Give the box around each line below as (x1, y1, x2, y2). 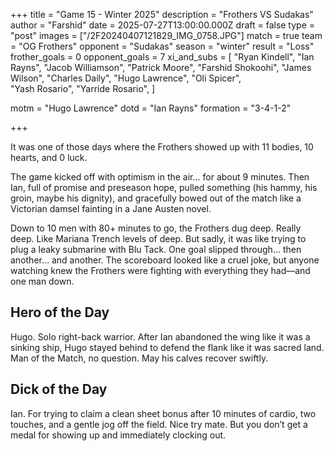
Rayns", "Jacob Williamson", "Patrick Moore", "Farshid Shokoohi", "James (10, 62, 312, 73)
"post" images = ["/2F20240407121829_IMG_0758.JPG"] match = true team (10, 30, 323, 41)
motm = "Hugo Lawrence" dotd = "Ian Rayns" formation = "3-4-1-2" (10, 102, 292, 114)
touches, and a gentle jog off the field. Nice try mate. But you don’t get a (10, 418, 308, 430)
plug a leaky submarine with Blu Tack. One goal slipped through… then (10, 244, 302, 255)
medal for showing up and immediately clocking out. (10, 429, 227, 441)
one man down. (10, 275, 75, 287)
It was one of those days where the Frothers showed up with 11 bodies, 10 (10, 141, 314, 153)
